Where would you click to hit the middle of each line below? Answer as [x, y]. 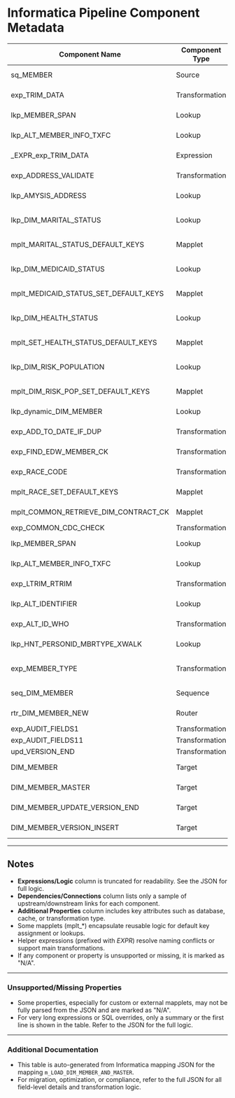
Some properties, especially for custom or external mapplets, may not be [122, 1003]
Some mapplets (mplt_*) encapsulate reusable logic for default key [113, 925]
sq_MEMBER [31, 75]
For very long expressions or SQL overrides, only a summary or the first [121, 1018]
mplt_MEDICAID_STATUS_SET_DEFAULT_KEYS [87, 293]
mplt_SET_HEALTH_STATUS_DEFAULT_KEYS [84, 342]
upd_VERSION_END [43, 751]
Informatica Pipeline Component [104, 13]
